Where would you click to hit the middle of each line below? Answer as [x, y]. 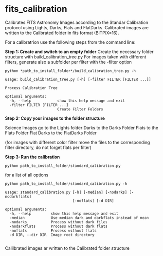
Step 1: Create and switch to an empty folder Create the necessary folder [80, 52]
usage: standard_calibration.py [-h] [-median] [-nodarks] [66, 192]
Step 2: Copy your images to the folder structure [55, 118]
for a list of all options [27, 175]
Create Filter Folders [80, 109]
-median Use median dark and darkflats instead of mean [79, 218]
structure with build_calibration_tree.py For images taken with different [76, 56]
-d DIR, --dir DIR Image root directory [52, 235]
